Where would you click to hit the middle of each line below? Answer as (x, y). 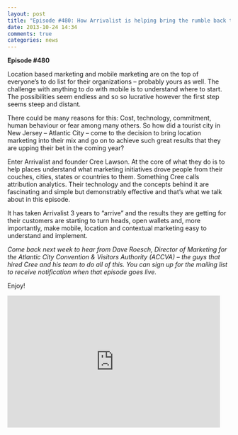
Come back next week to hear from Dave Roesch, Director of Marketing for (117, 249)
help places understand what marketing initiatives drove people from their (115, 169)
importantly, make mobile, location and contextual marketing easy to (107, 228)
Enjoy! (17, 286)
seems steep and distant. (44, 104)
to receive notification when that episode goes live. (82, 272)
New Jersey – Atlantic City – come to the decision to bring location (104, 133)
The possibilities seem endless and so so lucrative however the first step (113, 97)
